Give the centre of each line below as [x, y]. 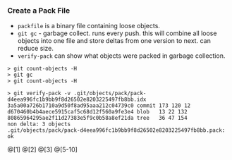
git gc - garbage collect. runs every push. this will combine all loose [117, 33]
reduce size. [36, 49]
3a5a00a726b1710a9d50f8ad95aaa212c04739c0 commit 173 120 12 [99, 106]
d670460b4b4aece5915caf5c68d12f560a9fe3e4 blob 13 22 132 [98, 112]
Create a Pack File [39, 11]
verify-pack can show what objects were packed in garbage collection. [121, 56]
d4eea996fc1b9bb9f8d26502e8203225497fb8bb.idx [77, 100]
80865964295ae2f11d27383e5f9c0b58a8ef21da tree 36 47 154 [98, 118]
